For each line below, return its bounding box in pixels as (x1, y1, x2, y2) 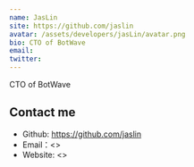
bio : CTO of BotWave (9, 38, 87, 47)
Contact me (9, 104, 76, 121)
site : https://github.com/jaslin (9, 21, 134, 30)
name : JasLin (9, 13, 58, 22)
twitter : (9, 54, 42, 63)
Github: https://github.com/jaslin (21, 129, 141, 139)
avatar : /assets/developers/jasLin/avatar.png (9, 29, 186, 38)
